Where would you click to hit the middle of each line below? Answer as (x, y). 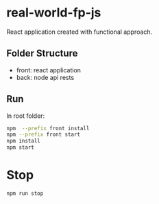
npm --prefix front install (48, 128)
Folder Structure (42, 53)
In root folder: (26, 116)
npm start (21, 147)
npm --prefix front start (43, 135)
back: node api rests (45, 77)
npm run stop (25, 194)
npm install (23, 141)
